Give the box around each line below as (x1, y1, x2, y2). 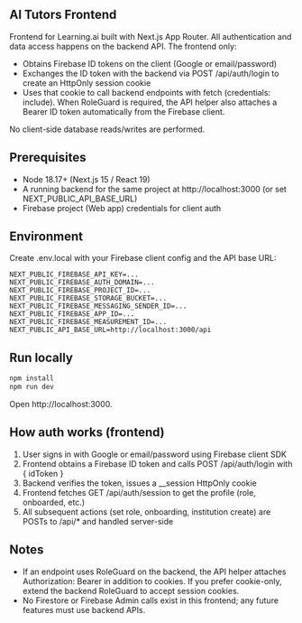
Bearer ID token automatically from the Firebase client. (22, 106, 225, 116)
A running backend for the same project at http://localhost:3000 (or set (22, 183, 287, 194)
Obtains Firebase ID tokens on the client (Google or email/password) (22, 58, 278, 69)
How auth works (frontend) (9, 424, 165, 441)
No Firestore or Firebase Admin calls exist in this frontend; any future (22, 595, 279, 606)
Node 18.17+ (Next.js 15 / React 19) (22, 173, 151, 184)
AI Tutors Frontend (9, 7, 117, 23)
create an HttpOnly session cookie (22, 77, 151, 88)
